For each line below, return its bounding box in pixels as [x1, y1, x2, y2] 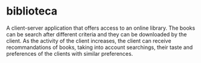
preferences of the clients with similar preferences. [6, 50, 133, 57]
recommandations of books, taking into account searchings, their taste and [6, 44, 193, 51]
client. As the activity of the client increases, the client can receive [6, 37, 171, 44]
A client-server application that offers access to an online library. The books [6, 24, 196, 31]
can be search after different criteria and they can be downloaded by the [6, 30, 187, 38]
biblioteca [6, 4, 57, 18]
